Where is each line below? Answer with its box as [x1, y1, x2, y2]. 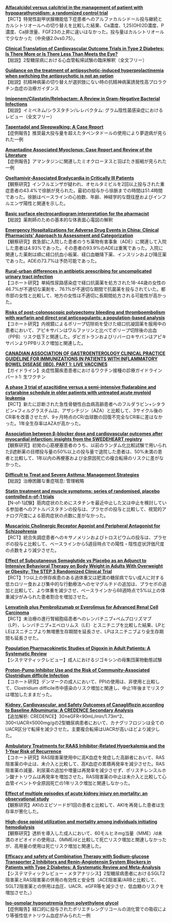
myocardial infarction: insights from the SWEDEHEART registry [5, 436, 142, 442]
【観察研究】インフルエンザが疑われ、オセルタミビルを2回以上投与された [5, 181, 160, 187]
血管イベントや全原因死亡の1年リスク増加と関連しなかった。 [5, 780, 133, 786]
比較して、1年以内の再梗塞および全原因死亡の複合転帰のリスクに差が [14, 455, 160, 461]
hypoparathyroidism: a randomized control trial [5, 10, 109, 16]
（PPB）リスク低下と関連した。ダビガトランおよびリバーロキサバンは [5, 334, 154, 340]
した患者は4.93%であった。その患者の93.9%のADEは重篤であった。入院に [5, 245, 163, 251]
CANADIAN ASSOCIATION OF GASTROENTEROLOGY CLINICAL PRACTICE [5, 350, 166, 356]
